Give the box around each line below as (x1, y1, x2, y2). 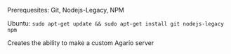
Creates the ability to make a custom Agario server (7, 39, 154, 47)
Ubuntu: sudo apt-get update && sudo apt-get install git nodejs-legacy (7, 19, 225, 27)
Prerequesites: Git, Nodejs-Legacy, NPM (7, 6, 124, 14)
